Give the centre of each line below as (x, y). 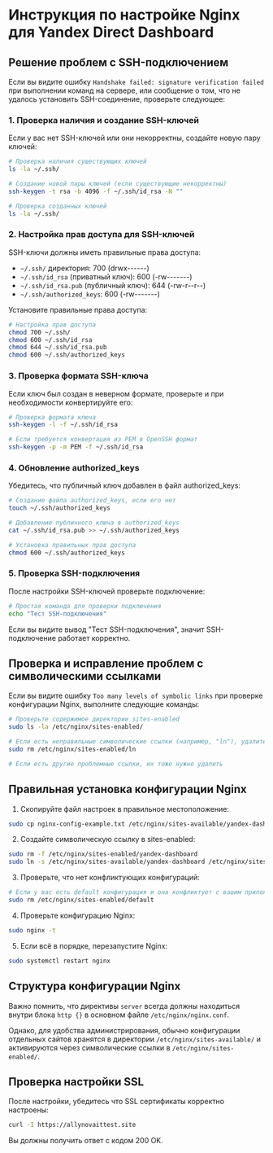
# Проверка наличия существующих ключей (78, 162)
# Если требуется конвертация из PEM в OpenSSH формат (103, 440)
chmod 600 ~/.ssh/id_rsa (50, 340)
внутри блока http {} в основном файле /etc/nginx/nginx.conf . (119, 1015)
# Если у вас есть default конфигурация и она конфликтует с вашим (125, 892)
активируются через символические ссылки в (89, 1047)
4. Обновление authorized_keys (74, 467)
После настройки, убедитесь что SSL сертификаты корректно (117, 1102)
